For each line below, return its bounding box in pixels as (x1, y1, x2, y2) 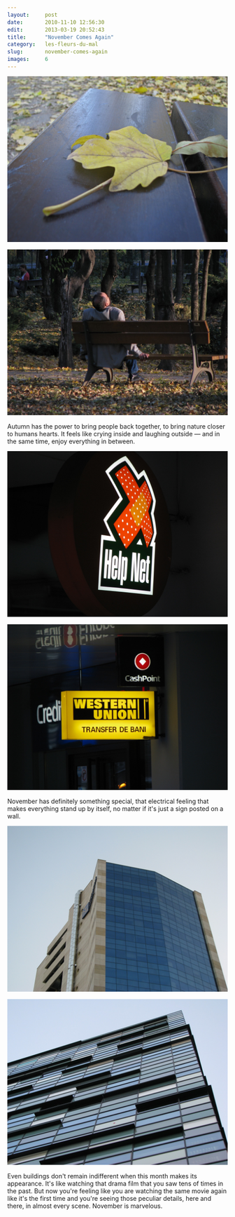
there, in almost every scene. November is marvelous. (7, 1202, 163, 1210)
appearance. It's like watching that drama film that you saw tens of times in (7, 1179, 224, 1188)
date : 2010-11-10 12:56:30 (7, 18, 105, 26)
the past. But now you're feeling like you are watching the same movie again (7, 1186, 227, 1195)
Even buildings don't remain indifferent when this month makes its (7, 1171, 197, 1180)
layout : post (7, 11, 58, 18)
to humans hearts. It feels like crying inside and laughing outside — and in (7, 429, 220, 438)
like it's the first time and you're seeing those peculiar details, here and (7, 1194, 212, 1202)
